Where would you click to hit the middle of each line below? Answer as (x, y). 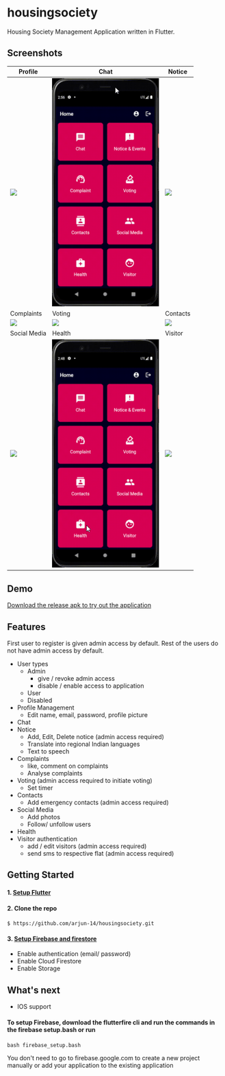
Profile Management (45, 707)
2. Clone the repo (32, 908)
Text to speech (48, 751)
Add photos (43, 817)
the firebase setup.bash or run (51, 1029)
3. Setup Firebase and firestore (52, 939)
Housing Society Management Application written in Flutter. (91, 32)
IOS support (34, 1007)
